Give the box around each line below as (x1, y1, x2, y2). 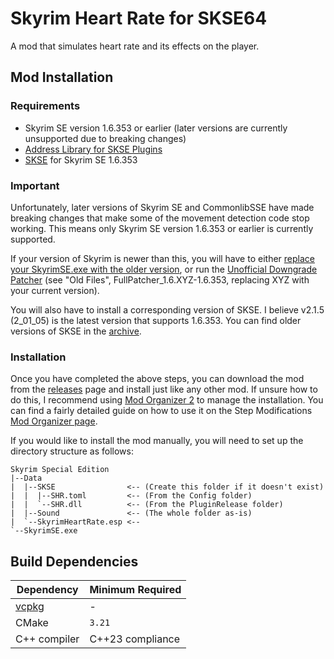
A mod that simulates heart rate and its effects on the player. (10, 40, 260, 52)
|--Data (10, 473, 43, 484)
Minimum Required (89, 583, 182, 597)
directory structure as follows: (10, 445, 134, 457)
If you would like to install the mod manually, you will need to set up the (10, 435, 304, 447)
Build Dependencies (10, 553, 139, 570)
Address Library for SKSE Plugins (24, 143, 163, 155)
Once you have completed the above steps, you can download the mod (10, 373, 305, 385)
